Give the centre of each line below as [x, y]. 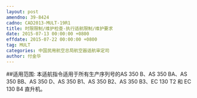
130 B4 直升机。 [26, 89]
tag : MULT [19, 45]
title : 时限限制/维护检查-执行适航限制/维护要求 [60, 28]
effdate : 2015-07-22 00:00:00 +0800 [52, 39]
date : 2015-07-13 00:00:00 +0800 [48, 34]
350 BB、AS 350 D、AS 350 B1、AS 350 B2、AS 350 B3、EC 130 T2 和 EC [99, 81]
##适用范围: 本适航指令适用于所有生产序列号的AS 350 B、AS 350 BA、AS [97, 74]
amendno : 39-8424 [28, 17]
